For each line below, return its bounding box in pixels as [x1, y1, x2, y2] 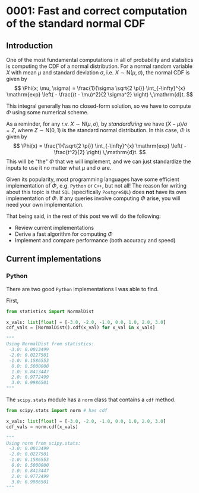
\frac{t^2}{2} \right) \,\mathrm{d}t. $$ [53, 149, 146, 155]
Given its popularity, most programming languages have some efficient [6, 176, 179, 183]
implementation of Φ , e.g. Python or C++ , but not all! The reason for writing [6, 182, 187, 189]
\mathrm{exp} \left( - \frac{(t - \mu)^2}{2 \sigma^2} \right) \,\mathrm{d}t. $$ [7, 91, 193, 98]
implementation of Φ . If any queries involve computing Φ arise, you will [6, 195, 181, 202]
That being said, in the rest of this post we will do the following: [6, 213, 161, 220]
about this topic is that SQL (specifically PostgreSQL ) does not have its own [6, 189, 187, 195]
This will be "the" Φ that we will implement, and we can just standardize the [6, 158, 191, 165]
